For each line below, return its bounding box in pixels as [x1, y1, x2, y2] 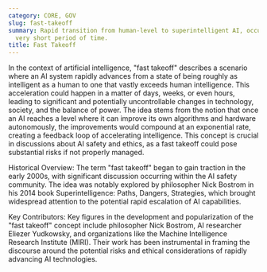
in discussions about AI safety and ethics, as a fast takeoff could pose [8, 139, 238, 149]
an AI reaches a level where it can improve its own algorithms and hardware [8, 114, 257, 123]
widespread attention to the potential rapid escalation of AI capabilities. [8, 196, 242, 207]
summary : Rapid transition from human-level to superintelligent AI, [8, 26, 244, 34]
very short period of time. [15, 33, 109, 42]
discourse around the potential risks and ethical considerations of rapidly [8, 246, 248, 255]
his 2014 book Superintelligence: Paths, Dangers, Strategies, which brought [8, 188, 256, 198]
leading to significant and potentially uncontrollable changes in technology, [8, 97, 254, 107]
